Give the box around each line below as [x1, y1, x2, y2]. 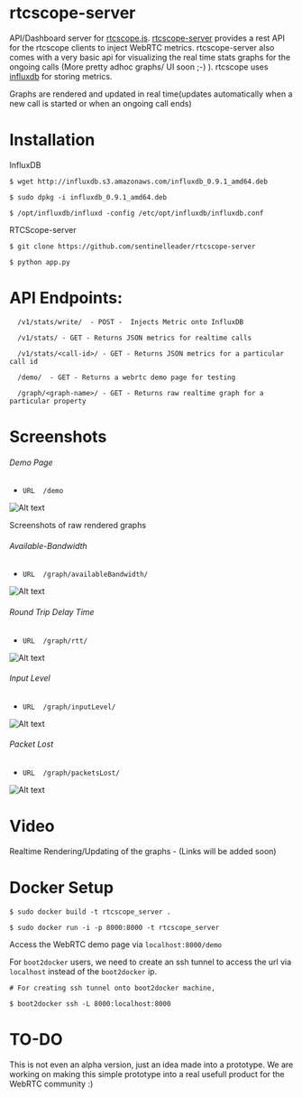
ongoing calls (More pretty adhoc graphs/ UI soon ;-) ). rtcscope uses [9, 61, 269, 72]
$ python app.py [9, 257, 70, 266]
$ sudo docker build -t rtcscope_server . [9, 907, 171, 917]
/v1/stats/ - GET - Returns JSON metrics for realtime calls [17, 333, 252, 342]
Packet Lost [9, 739, 54, 749]
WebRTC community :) [9, 1078, 94, 1089]
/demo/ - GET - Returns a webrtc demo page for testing [17, 373, 236, 382]
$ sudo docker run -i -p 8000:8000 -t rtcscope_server [9, 923, 220, 932]
